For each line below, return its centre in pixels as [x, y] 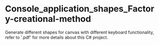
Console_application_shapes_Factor [80, 9]
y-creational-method [48, 19]
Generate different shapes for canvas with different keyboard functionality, [79, 32]
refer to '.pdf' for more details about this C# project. [56, 37]
